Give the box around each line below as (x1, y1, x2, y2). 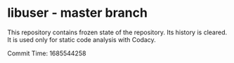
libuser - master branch (7, 5, 148, 21)
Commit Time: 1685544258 (7, 49, 86, 57)
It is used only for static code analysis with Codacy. (7, 35, 156, 43)
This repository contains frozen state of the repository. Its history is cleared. (7, 28, 227, 36)
